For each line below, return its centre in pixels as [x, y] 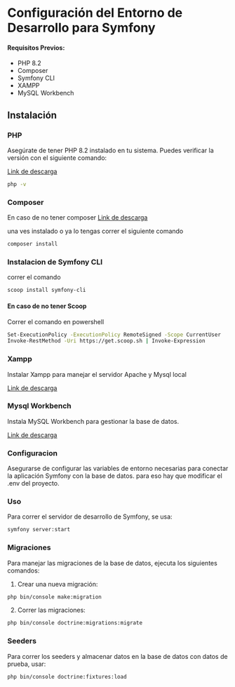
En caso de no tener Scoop [47, 306]
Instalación [32, 115]
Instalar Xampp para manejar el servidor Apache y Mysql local [97, 374]
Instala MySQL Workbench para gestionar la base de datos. [93, 421]
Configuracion [33, 453]
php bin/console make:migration [54, 597]
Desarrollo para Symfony [81, 28]
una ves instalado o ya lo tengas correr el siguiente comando [95, 231]
